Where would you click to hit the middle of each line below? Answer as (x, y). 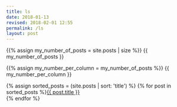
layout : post (22, 34)
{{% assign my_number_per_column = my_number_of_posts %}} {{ (88, 68)
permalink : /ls (25, 28)
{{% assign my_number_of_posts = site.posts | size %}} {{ (77, 50)
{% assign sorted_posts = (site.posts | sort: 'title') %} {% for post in (88, 86)
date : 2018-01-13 (28, 17)
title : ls (18, 12)
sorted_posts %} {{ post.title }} (43, 92)
